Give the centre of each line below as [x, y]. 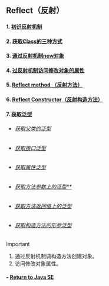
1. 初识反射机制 [24, 26]
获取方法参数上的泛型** [43, 187]
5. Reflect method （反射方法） [44, 85]
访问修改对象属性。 [38, 263]
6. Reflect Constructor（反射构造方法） [54, 99]
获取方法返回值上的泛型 [43, 206]
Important [18, 244]
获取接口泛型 [30, 148]
